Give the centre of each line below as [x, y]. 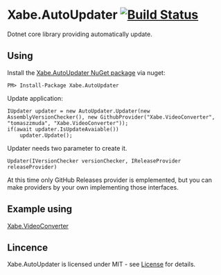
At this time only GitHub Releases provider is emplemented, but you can [110, 180]
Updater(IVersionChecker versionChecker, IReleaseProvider [94, 161]
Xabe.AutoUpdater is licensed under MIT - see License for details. [101, 265]
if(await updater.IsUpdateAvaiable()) [63, 129]
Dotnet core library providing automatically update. [80, 34]
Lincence [28, 248]
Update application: [35, 98]
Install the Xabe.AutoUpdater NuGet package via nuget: [86, 72]
